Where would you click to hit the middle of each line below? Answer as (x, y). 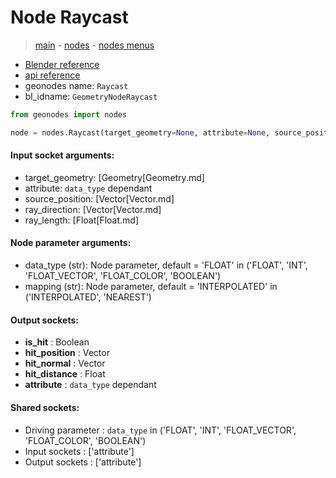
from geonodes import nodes (69, 114)
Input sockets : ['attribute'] (79, 451)
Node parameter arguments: (71, 243)
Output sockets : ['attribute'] (83, 462)
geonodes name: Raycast (76, 85)
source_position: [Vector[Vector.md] (99, 198)
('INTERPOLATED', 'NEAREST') (88, 297)
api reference (52, 75)
